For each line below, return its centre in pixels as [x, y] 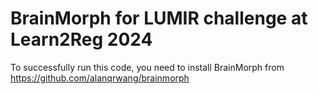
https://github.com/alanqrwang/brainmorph [100, 78]
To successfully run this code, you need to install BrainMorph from [147, 67]
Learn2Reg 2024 [81, 39]
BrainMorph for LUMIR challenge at [159, 18]
